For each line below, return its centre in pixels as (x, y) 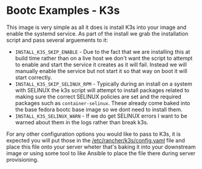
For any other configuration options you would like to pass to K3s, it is (93, 134)
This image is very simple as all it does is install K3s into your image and (96, 27)
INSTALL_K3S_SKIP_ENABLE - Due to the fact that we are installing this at (103, 51)
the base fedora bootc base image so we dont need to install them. (99, 109)
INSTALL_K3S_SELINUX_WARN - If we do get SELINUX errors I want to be (101, 116)
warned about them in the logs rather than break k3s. (82, 122)
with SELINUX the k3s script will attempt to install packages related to (102, 90)
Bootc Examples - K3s (63, 11)
